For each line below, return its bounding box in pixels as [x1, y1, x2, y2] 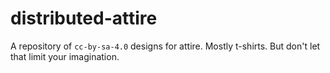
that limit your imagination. [10, 50, 120, 62]
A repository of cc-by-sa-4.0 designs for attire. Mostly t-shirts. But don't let [10, 40, 321, 52]
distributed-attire [10, 7, 158, 30]
